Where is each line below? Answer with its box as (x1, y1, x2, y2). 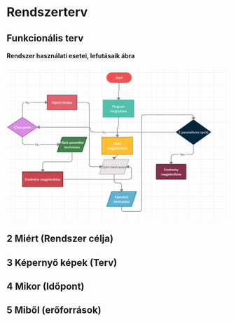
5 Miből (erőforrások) (6, 304, 102, 316)
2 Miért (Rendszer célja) (6, 233, 113, 245)
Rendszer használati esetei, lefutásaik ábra (6, 52, 135, 60)
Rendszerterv (6, 4, 88, 20)
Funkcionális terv (6, 32, 84, 44)
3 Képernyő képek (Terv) (6, 257, 117, 269)
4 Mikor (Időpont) (6, 280, 85, 292)
